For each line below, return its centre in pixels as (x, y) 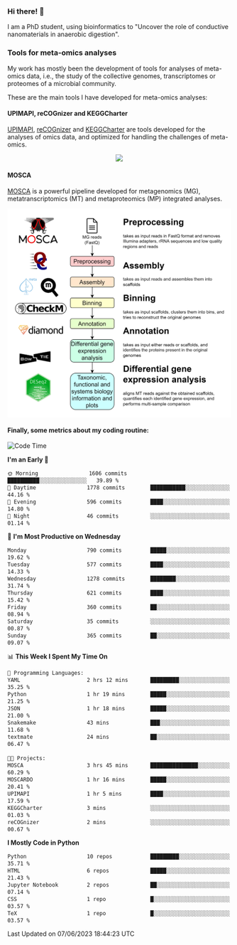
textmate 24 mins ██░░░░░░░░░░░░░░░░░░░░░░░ (119, 737)
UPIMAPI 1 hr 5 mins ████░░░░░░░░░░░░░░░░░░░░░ (119, 794)
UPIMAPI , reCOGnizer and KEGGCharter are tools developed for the (106, 129)
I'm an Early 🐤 (28, 460)
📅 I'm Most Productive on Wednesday (64, 537)
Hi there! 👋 (26, 11)
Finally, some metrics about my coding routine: (78, 430)
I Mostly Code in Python (43, 843)
